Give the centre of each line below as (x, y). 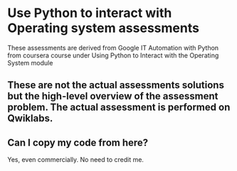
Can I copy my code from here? (78, 142)
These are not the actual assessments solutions (116, 85)
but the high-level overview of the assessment (113, 96)
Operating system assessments (103, 28)
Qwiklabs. (30, 118)
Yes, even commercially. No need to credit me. (76, 160)
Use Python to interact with (90, 13)
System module (30, 62)
